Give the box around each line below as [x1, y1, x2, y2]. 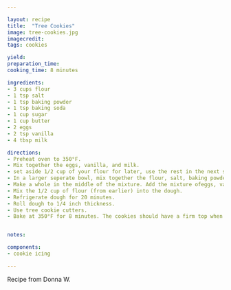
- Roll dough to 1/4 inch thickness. [7, 200, 115, 207]
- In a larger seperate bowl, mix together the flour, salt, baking [7, 175, 208, 182]
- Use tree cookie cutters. [7, 207, 88, 214]
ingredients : [7, 79, 45, 86]
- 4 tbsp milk [7, 137, 48, 144]
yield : [7, 54, 26, 61]
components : [7, 244, 41, 251]
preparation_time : [7, 60, 60, 67]
